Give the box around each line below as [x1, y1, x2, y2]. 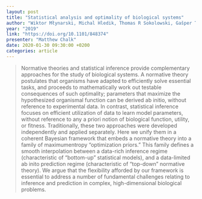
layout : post [6, 8, 39, 15]
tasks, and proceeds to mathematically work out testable [20, 84, 162, 91]
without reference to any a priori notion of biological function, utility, [20, 115, 189, 123]
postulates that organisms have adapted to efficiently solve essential [20, 77, 191, 84]
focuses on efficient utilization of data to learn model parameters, [20, 109, 183, 116]
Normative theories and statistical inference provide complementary [20, 64, 191, 72]
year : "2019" [6, 25, 39, 32]
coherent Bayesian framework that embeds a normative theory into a [20, 135, 192, 142]
